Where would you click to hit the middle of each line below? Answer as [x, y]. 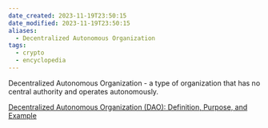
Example [23, 115]
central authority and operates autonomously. [83, 91]
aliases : [23, 30]
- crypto [30, 53]
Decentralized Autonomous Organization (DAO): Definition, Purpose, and [128, 107]
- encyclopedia [41, 61]
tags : [17, 46]
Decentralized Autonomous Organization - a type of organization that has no [134, 83]
